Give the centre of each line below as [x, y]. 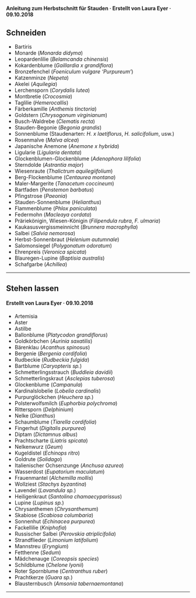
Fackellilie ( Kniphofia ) [41, 527]
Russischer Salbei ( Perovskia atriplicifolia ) [65, 534]
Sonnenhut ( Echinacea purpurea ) [55, 521]
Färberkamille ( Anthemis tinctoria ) [55, 109]
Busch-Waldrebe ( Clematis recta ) [55, 121]
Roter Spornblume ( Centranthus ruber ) [61, 571]
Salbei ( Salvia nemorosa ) [45, 233]
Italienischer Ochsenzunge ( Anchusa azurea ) [69, 465]
